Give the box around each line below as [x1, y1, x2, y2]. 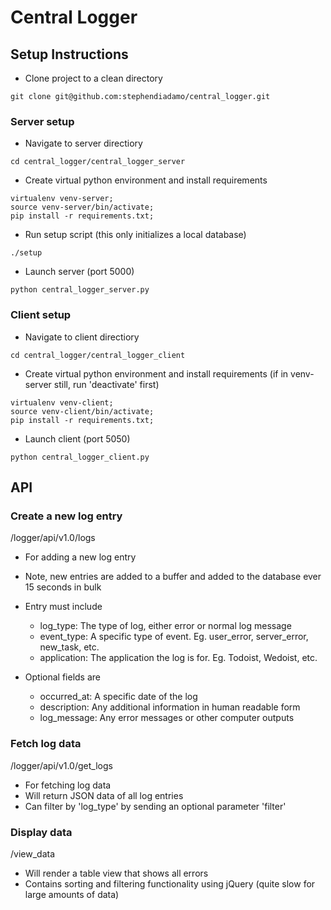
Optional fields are [24, 671, 101, 683]
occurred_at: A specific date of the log [39, 691, 198, 703]
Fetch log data [10, 737, 82, 751]
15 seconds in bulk [24, 581, 102, 593]
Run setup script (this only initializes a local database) [24, 229, 247, 241]
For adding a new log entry [24, 551, 137, 563]
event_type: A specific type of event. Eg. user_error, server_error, [39, 631, 309, 643]
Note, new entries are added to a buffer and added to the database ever [24, 571, 322, 583]
